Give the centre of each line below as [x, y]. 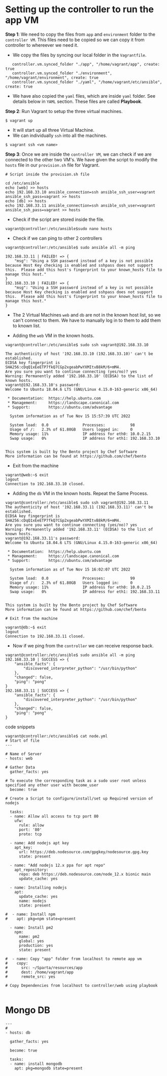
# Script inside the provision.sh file [47, 174]
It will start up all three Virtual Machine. [54, 130]
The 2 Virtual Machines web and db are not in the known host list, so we [87, 315]
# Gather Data [20, 767]
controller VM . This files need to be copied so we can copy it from [75, 40]
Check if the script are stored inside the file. [58, 219]
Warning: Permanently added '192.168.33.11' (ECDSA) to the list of [79, 529]
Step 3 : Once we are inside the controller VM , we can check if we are [78, 154]
